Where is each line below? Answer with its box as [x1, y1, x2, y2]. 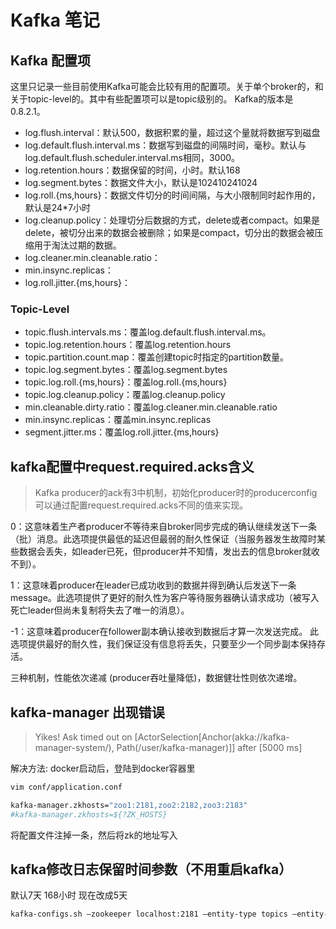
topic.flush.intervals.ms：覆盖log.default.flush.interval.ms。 [24, 326, 272, 338]
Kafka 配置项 [10, 52, 91, 69]
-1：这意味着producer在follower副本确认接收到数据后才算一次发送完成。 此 [10, 626, 320, 638]
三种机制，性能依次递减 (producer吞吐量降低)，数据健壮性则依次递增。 [10, 672, 303, 684]
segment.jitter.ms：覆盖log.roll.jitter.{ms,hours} [24, 426, 220, 438]
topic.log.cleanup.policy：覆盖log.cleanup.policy [24, 389, 226, 401]
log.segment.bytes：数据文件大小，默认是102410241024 [24, 177, 258, 188]
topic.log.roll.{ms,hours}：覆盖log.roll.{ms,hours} [24, 376, 228, 388]
